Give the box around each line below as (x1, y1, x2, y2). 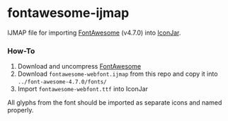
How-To (7, 46, 35, 56)
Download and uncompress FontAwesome (17, 62, 142, 71)
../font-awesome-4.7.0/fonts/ (17, 79, 108, 86)
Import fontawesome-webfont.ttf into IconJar (17, 85, 149, 93)
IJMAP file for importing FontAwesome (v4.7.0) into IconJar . (7, 28, 181, 37)
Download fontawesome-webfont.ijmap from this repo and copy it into (17, 69, 218, 79)
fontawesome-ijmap (7, 5, 130, 21)
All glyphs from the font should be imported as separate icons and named (7, 98, 222, 107)
